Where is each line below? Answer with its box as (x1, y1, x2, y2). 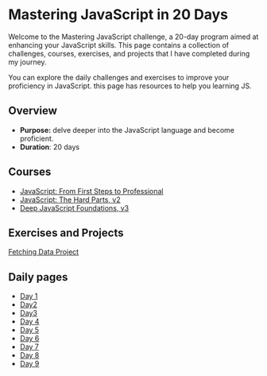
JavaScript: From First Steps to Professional (19, 186, 164, 196)
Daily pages (8, 270, 68, 284)
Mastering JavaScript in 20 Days (8, 6, 229, 24)
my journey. (8, 57, 47, 67)
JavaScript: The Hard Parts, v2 (19, 195, 121, 204)
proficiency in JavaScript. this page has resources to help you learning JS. (8, 81, 252, 91)
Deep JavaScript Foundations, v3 (19, 203, 130, 212)
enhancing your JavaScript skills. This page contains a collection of (8, 40, 230, 49)
